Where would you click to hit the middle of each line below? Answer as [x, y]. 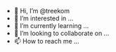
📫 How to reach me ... [46, 41]
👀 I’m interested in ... [44, 18]
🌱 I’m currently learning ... [51, 26]
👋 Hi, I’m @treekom [42, 11]
